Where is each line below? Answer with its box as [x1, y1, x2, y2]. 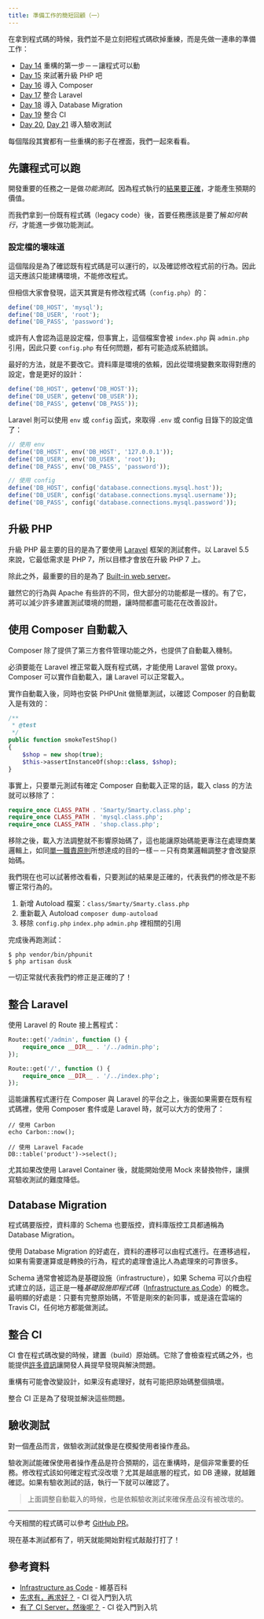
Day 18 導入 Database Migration [19, 100, 123, 109]
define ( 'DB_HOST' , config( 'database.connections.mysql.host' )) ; [8, 484, 223, 492]
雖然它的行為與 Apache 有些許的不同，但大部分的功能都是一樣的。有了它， [8, 587, 251, 598]
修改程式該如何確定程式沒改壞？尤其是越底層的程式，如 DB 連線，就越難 [21, 1467, 256, 1477]
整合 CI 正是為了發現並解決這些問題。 [8, 1393, 130, 1403]
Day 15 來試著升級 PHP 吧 [19, 70, 103, 79]
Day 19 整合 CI [19, 109, 67, 119]
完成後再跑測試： [8, 935, 64, 944]
